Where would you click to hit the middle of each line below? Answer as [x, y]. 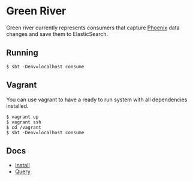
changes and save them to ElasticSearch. [57, 34]
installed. [17, 105]
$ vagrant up [22, 117]
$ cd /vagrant [24, 127]
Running [22, 53]
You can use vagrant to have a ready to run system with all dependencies [97, 99]
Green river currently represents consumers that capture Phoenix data [93, 28]
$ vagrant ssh [24, 122]
